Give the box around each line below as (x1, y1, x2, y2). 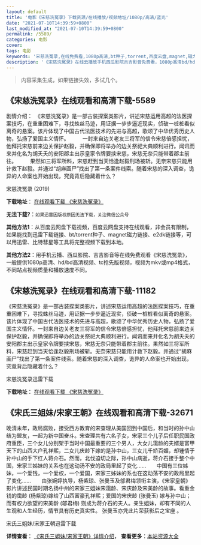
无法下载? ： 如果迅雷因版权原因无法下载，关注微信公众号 (6, 211, 129, 218)
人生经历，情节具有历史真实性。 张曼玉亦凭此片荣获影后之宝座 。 (22, 507, 182, 514)
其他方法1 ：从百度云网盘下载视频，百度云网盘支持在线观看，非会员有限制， (6, 223, 193, 231)
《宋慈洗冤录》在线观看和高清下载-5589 (6, 95, 156, 106)
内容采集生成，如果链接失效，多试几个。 (20, 76, 121, 83)
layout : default (6, 8, 47, 15)
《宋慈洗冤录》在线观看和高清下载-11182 (6, 286, 156, 296)
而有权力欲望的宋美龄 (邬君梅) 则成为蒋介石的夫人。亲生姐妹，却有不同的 (6, 499, 187, 507)
